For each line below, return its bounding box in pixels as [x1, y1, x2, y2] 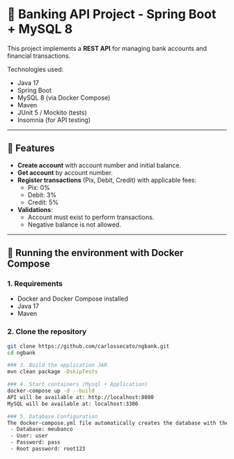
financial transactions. [7, 52, 71, 60]
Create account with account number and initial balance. [17, 160, 182, 170]
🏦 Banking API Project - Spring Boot [7, 6, 217, 22]
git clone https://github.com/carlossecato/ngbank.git [7, 343, 170, 349]
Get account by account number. [17, 168, 114, 176]
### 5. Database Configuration [7, 413, 98, 420]
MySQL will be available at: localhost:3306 [7, 400, 139, 407]
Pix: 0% [27, 183, 51, 191]
